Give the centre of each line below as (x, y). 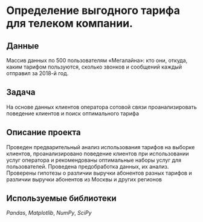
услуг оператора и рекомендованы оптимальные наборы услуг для (94, 160)
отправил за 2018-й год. (37, 73)
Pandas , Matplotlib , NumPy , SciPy (49, 213)
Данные (23, 46)
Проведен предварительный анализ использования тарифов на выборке (101, 147)
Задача (21, 92)
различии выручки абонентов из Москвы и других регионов (84, 179)
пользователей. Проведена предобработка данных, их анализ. (88, 166)
